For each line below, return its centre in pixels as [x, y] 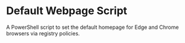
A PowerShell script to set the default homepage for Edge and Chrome [93, 27]
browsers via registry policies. [43, 33]
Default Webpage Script [67, 11]
